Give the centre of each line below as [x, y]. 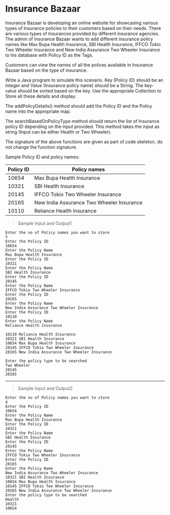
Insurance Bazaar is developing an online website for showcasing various [82, 23]
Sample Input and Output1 [45, 223]
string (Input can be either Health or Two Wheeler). [58, 132]
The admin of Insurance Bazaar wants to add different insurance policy [79, 39]
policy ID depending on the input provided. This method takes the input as [82, 126]
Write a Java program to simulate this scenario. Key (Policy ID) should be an [84, 80]
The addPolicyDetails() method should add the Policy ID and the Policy [79, 106]
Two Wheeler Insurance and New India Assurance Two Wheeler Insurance [83, 50]
